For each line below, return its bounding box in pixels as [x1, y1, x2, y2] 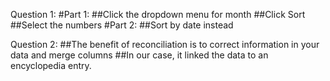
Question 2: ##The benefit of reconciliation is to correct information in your [10, 39, 320, 50]
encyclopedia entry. [10, 60, 92, 71]
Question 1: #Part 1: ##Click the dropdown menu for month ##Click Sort [10, 9, 306, 20]
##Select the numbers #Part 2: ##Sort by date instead [10, 19, 234, 31]
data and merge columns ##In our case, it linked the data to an [10, 49, 269, 61]
